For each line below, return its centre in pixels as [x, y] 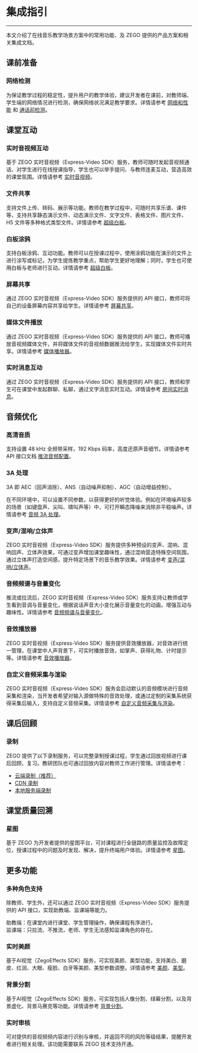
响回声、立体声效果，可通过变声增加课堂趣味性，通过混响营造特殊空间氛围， [99, 552]
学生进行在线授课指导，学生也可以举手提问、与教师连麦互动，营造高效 [107, 170]
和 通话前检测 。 [32, 110]
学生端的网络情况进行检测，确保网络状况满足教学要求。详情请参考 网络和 [95, 102]
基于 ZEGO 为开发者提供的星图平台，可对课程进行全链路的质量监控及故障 [95, 843]
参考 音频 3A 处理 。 [40, 514]
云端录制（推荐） [35, 776]
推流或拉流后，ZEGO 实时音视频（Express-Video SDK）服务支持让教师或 [95, 598]
